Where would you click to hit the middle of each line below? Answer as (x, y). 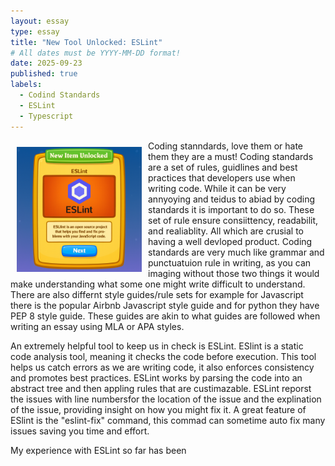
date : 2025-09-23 (46, 63)
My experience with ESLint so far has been (98, 450)
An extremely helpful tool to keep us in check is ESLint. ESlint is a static (157, 346)
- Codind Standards (60, 95)
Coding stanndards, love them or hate (226, 146)
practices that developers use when (222, 177)
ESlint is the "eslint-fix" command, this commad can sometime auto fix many (168, 420)
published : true (44, 74)
